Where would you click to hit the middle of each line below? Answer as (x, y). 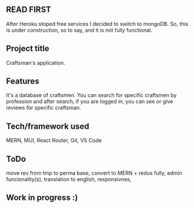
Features (23, 81)
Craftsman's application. (36, 63)
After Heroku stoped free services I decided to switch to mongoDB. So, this (97, 24)
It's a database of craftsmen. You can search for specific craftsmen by (91, 95)
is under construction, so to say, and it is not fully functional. (79, 30)
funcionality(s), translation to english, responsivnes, (69, 179)
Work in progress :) (42, 198)
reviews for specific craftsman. (44, 108)
